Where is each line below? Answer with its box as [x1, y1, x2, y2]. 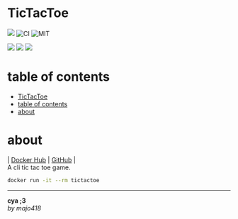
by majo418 [7, 203, 41, 212]
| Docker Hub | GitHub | [7, 155, 76, 164]
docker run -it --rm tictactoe [7, 176, 100, 184]
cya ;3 [7, 196, 26, 205]
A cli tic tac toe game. [7, 163, 71, 172]
